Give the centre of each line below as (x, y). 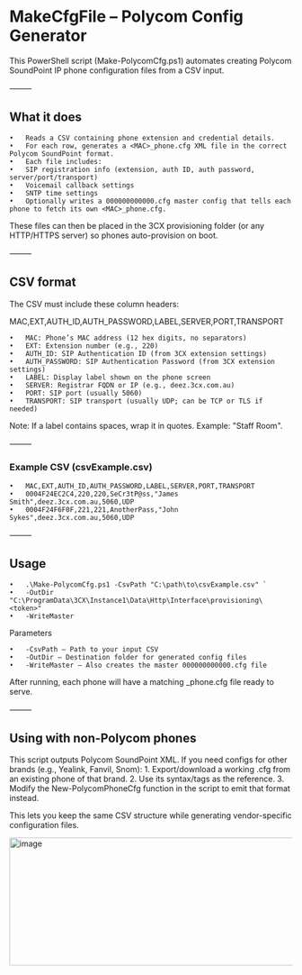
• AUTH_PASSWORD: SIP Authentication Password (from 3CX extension (142, 361)
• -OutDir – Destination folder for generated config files (128, 657)
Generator (48, 36)
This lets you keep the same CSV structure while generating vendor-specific (151, 816)
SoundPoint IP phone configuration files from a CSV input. (117, 70)
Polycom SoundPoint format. (62, 154)
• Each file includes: (56, 161)
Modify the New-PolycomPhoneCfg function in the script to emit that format (150, 788)
